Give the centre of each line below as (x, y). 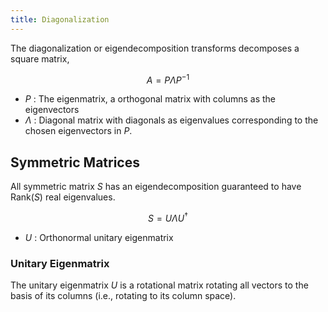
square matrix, (40, 58)
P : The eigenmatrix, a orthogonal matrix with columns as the (150, 99)
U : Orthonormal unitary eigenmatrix (99, 237)
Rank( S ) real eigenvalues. (63, 197)
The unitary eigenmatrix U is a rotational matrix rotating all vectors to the (159, 285)
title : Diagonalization (60, 19)
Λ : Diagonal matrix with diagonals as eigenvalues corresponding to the (171, 120)
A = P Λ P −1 (168, 79)
